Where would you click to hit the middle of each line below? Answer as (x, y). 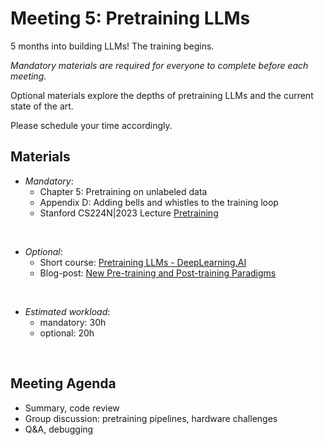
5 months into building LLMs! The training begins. (112, 46)
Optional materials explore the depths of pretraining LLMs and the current (162, 95)
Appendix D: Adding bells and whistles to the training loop (159, 202)
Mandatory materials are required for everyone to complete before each (159, 65)
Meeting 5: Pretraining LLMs (130, 18)
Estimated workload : (67, 311)
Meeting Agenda (63, 383)
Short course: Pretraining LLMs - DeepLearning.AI (143, 262)
